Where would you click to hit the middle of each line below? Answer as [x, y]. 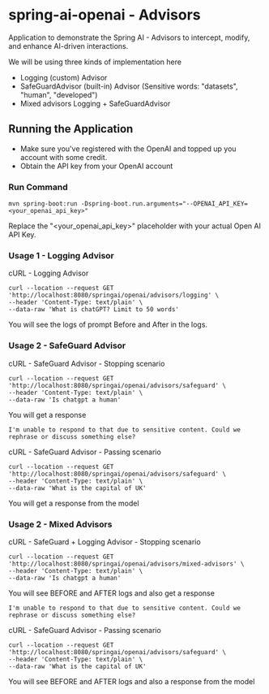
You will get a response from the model [74, 503]
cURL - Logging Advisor [49, 273]
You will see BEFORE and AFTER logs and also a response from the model [132, 681]
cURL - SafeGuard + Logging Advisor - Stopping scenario [105, 541]
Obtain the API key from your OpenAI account [96, 166]
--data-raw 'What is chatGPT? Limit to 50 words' [94, 310]
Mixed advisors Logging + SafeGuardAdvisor [95, 103]
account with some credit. [64, 157]
